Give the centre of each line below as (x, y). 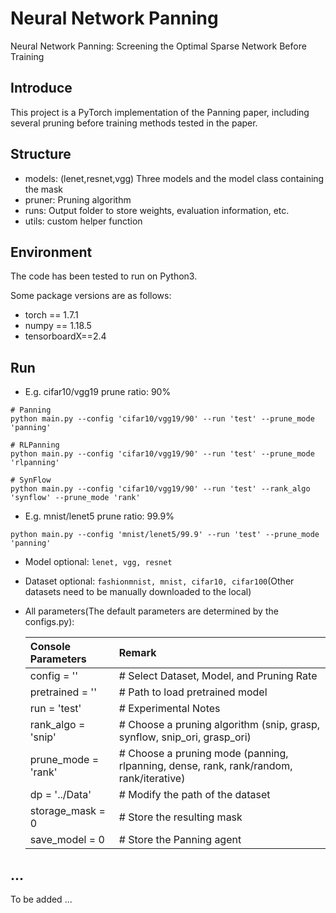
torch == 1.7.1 (51, 315)
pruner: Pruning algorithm (78, 199)
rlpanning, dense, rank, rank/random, (205, 766)
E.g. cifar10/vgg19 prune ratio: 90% (98, 392)
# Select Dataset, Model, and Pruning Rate (218, 676)
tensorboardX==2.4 (65, 336)
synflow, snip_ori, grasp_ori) (185, 737)
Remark (137, 653)
